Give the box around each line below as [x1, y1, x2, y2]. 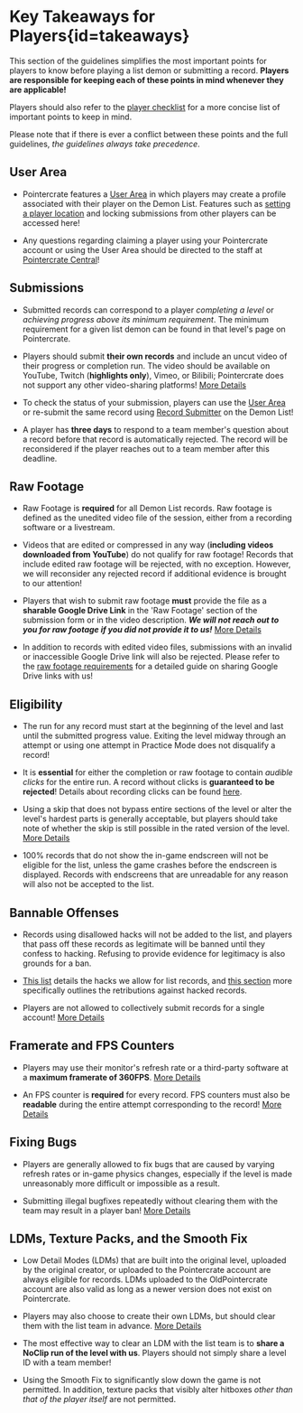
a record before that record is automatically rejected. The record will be [22, 434, 289, 444]
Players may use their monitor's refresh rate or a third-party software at [22, 1062, 289, 1072]
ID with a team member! [22, 1357, 112, 1368]
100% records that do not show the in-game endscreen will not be [22, 850, 269, 861]
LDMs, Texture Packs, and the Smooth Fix [9, 1231, 248, 1247]
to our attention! [22, 578, 83, 589]
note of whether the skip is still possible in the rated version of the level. [22, 823, 290, 834]
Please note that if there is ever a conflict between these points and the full [9, 128, 289, 139]
